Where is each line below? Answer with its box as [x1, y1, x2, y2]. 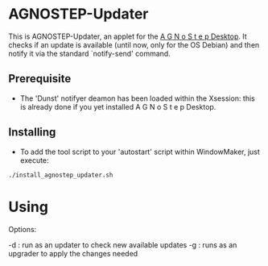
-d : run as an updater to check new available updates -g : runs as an [8, 239, 237, 250]
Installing [8, 126, 56, 139]
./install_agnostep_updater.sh [8, 171, 113, 179]
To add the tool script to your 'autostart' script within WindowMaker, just [19, 147, 260, 156]
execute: [19, 155, 50, 165]
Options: [8, 224, 37, 234]
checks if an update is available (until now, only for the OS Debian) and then [8, 39, 260, 49]
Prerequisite [8, 72, 72, 85]
